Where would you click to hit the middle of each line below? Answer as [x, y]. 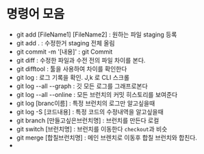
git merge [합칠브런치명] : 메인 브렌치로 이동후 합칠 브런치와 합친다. [107, 137]
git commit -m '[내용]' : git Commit [64, 52]
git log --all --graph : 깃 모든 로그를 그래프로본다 [82, 86]
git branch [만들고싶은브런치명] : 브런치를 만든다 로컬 [88, 120]
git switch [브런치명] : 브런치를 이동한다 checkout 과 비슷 [92, 129]
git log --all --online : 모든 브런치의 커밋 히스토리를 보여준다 [97, 94]
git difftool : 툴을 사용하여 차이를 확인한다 [72, 69]
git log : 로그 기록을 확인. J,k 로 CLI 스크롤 [73, 77]
